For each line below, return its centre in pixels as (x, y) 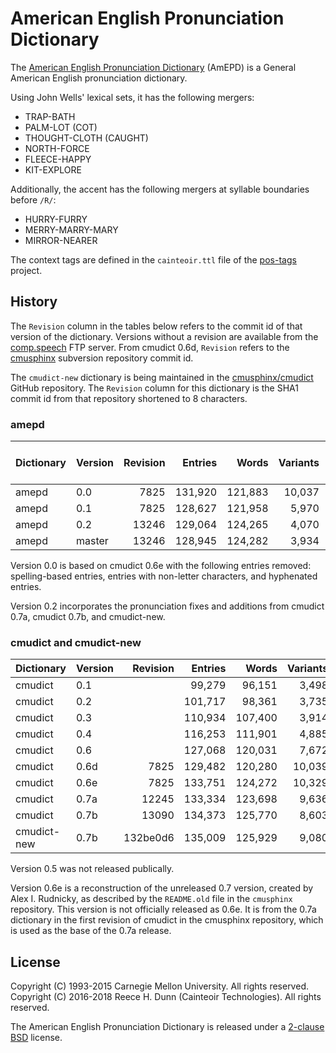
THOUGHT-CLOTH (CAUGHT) (86, 138)
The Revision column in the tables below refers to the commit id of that (156, 326)
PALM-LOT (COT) (61, 127)
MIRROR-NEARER (61, 240)
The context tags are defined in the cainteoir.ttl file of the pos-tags (153, 259)
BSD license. (36, 1038)
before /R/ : (33, 199)
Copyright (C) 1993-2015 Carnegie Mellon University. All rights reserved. (159, 986)
